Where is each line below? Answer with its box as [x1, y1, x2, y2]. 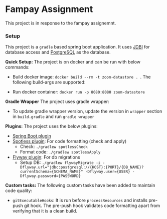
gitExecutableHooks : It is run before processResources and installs [12, 197, 148, 203]
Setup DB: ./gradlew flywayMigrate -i [20, 159, 101, 165]
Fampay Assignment [5, 3, 93, 15]
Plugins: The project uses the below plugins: [5, 123, 98, 129]
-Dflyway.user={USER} [85, 169, 130, 174]
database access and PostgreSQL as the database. [5, 49, 111, 55]
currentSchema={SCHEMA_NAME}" [20, 169, 84, 174]
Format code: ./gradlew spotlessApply [20, 149, 101, 155]
